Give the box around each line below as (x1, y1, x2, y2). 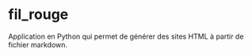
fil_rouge (8, 6, 69, 24)
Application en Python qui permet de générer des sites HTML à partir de (8, 32, 244, 41)
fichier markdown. (8, 39, 68, 49)
